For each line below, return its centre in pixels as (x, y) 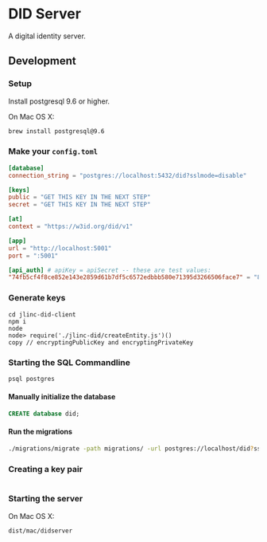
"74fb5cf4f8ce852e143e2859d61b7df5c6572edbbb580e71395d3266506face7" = (129, 277)
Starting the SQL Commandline (70, 362)
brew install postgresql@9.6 (56, 131)
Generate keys (37, 298)
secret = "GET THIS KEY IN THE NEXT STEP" (79, 205)
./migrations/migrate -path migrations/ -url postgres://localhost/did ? (131, 449)
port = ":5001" (33, 256)
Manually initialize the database (62, 397)
